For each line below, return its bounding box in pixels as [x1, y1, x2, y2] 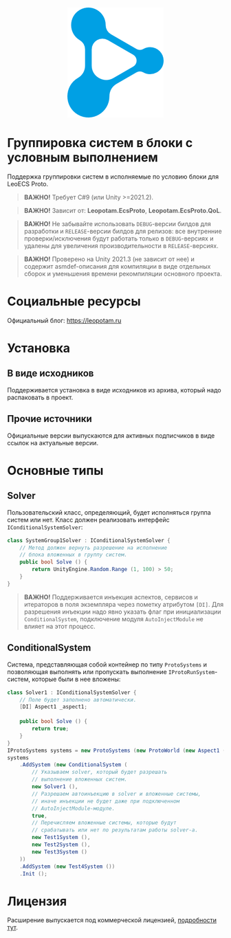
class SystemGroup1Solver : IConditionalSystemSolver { [7, 537, 170, 544]
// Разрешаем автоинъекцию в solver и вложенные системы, [32, 790, 201, 797]
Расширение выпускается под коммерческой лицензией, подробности [7, 916, 217, 924]
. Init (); [19, 870, 48, 877]
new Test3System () [32, 848, 88, 856]
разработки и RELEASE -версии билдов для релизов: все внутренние [23, 227, 222, 235]
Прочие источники [7, 413, 93, 425]
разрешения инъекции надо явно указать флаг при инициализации [23, 607, 221, 616]
